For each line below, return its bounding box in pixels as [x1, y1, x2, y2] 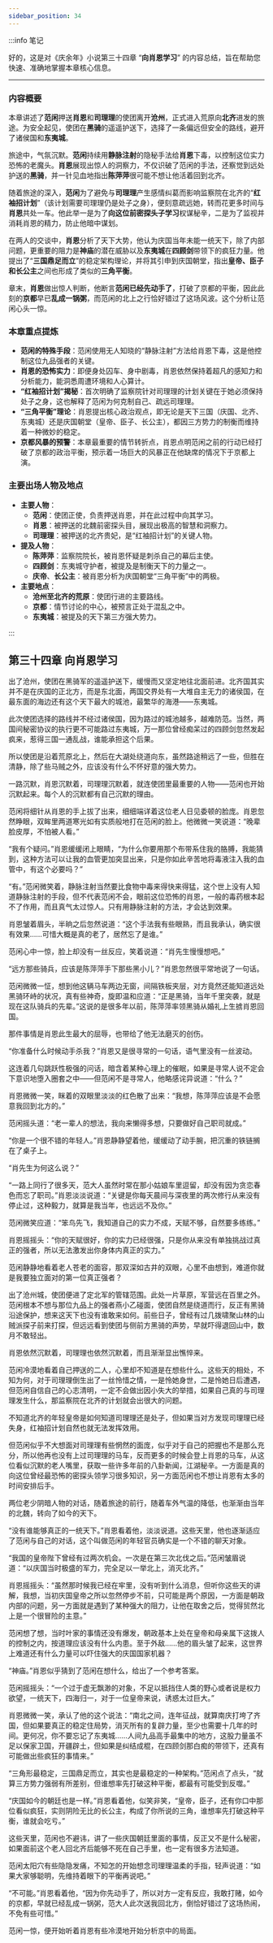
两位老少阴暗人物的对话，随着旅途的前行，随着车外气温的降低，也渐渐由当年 [8, 1498, 265, 1508]
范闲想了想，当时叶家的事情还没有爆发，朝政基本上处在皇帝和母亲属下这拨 [8, 1629, 258, 1638]
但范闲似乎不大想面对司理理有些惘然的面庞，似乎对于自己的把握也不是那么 [8, 1440, 258, 1451]
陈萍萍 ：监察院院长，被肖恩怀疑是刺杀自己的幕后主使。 [32, 550, 218, 561]
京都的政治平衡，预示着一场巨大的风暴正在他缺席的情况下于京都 [34, 448, 249, 458]
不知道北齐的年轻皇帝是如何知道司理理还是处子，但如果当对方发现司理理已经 [8, 1413, 265, 1423]
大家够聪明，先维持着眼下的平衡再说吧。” [15, 1871, 151, 1881]
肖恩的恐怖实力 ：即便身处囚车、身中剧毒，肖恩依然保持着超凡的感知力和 [19, 366, 262, 376]
